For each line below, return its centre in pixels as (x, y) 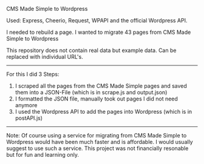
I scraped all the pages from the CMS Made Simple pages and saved (101, 86)
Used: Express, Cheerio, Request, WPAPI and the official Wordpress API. (97, 20)
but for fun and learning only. (42, 155)
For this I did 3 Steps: (33, 74)
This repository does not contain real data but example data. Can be (91, 50)
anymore (26, 105)
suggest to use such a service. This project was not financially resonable (97, 148)
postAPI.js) (29, 118)
